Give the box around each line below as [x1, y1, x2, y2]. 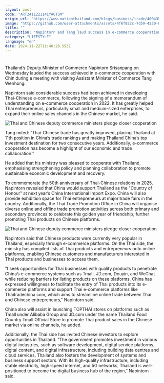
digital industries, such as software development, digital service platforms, [5, 341, 155, 348]
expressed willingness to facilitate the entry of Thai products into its [5, 281, 142, 287]
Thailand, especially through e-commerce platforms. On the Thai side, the [5, 240, 154, 246]
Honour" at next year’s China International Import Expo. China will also [5, 190, 146, 196]
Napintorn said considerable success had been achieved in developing [5, 90, 148, 96]
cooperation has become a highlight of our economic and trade [5, 145, 132, 151]
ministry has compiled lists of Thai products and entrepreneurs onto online [5, 245, 155, 251]
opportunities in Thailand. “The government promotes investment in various [5, 336, 157, 342]
